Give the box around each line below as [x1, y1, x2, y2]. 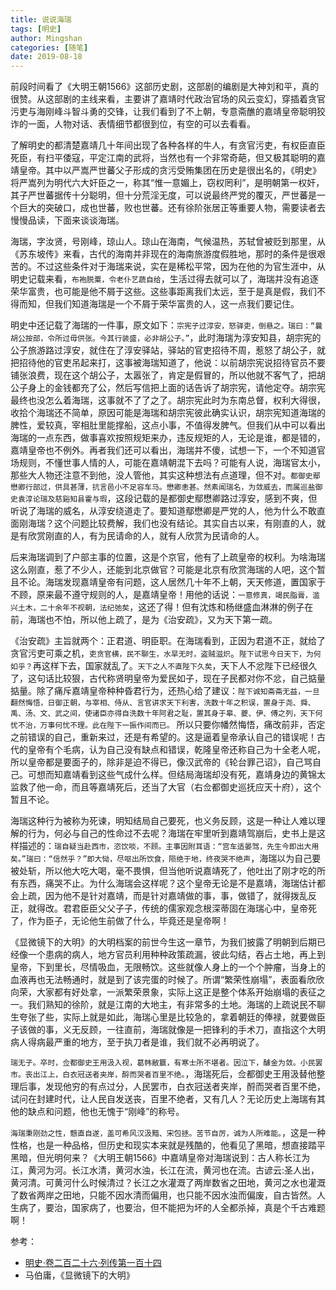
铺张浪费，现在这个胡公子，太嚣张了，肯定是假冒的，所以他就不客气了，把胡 [10, 369, 326, 381]
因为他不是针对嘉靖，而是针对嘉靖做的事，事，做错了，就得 [44, 890, 291, 902]
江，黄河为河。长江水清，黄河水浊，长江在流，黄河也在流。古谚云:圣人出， [10, 1164, 320, 1176]
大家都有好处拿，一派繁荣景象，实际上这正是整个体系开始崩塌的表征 [36, 986, 317, 998]
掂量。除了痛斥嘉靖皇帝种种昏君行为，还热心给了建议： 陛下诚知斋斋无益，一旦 [10, 685, 320, 697]
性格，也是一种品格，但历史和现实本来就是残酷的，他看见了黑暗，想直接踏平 [10, 1139, 326, 1151]
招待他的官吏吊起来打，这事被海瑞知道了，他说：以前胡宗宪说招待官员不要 [18, 357, 326, 369]
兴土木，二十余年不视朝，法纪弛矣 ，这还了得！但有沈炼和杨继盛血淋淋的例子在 [10, 601, 314, 613]
